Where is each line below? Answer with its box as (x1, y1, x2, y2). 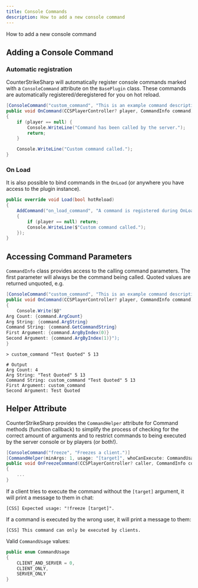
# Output (6, 362, 28, 368)
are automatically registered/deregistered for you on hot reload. (6, 91, 161, 98)
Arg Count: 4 (6, 367, 38, 373)
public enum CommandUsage (6, 549, 70, 555)
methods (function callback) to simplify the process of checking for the (6, 425, 179, 433)
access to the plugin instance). (6, 186, 81, 193)
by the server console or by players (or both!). (6, 438, 118, 445)
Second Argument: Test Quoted (6, 388, 81, 394)
